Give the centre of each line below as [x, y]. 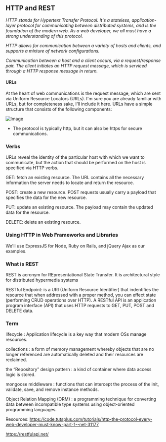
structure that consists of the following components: [59, 109]
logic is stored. [21, 375]
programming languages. [31, 410]
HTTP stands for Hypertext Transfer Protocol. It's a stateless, [68, 20]
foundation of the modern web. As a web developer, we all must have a [78, 31]
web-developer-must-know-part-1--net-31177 [52, 425]
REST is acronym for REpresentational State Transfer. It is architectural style [83, 274]
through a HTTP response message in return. [52, 71]
